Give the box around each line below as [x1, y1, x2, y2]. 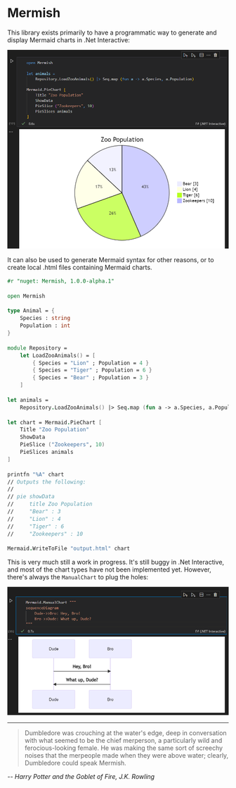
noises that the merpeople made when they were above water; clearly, [24, 751, 229, 759]
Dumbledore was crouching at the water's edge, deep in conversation [24, 728, 227, 737]
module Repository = [7, 344, 68, 352]
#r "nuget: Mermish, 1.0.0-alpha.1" [7, 277, 114, 285]
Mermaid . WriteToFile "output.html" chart [7, 545, 131, 553]
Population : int [20, 322, 71, 329]
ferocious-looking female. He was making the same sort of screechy [24, 744, 223, 752]
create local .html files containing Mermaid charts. [7, 263, 152, 271]
